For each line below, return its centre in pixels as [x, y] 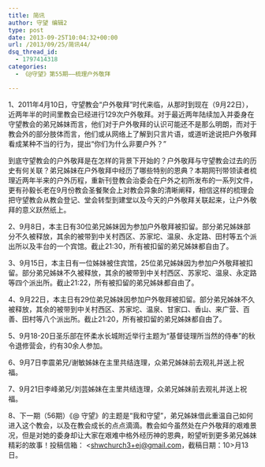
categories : [28, 67]
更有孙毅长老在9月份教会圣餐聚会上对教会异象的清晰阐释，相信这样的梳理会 [131, 190]
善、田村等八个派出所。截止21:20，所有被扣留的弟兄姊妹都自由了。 [117, 319]
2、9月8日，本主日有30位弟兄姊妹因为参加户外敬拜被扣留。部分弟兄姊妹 [126, 226]
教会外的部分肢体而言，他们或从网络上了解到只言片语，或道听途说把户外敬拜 [132, 134]
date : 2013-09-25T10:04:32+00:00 [63, 37]
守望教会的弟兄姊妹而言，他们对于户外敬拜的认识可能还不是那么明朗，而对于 [132, 124]
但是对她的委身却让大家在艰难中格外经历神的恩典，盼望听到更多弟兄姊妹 [139, 435]
